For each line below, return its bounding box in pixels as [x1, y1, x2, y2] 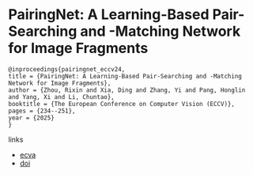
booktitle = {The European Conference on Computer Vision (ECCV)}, [8, 100, 236, 108]
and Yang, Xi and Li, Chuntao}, [8, 93, 115, 101]
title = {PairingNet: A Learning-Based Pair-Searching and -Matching [8, 72, 243, 80]
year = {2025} [8, 113, 55, 122]
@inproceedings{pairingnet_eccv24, [8, 65, 126, 73]
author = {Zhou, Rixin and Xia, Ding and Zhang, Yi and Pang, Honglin [8, 86, 246, 94]
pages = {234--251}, [8, 107, 77, 115]
